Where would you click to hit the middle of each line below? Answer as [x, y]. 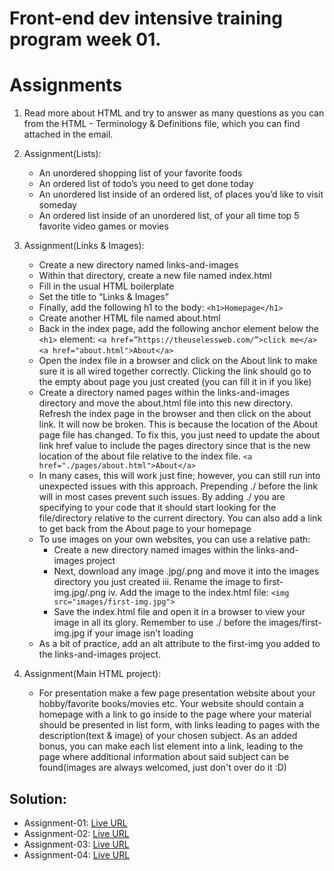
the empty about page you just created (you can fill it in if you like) [175, 382]
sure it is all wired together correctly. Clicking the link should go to [175, 371]
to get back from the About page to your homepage [145, 529]
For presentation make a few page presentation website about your [177, 693]
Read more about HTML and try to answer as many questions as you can [174, 113]
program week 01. [85, 39]
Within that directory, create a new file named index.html [155, 276]
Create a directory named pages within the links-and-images [164, 393]
